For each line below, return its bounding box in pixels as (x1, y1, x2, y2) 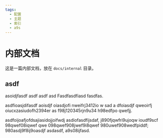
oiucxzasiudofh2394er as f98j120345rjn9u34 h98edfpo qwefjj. (5, 108, 133, 113)
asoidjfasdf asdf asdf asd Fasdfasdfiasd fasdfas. (5, 93, 104, 99)
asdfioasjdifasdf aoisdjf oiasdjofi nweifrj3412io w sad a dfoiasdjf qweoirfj (5, 102, 153, 108)
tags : (5, 7, 16, 12)
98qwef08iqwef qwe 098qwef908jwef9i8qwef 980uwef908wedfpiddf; (5, 122, 149, 128)
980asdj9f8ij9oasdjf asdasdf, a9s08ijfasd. (5, 127, 91, 133)
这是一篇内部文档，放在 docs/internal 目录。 (5, 65, 96, 71)
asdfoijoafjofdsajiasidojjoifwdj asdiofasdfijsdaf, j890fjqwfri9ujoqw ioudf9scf (5, 117, 158, 123)
